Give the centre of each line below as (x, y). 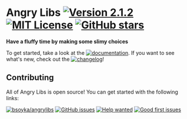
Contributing (30, 77)
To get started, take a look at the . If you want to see (90, 52)
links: (13, 98)
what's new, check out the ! (55, 59)
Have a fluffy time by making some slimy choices (67, 41)
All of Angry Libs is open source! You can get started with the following (92, 92)
